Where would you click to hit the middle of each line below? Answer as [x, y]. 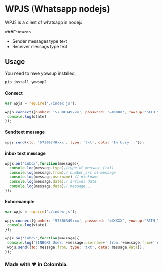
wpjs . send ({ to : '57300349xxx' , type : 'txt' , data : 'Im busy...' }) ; [75, 142]
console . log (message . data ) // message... [51, 186]
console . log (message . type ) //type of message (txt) [62, 168]
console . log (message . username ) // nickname [54, 177]
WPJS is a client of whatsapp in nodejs [44, 22]
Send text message [25, 132]
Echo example [20, 202]
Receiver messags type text [40, 46]
